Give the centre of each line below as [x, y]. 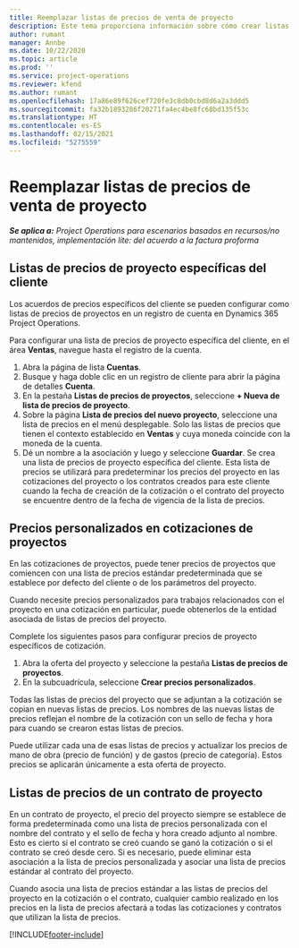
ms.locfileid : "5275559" [55, 142]
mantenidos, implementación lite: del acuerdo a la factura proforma [134, 240]
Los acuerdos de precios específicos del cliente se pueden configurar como [149, 303]
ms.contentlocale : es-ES [55, 126]
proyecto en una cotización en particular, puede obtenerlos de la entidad [143, 610]
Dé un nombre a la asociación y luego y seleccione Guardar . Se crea [149, 452]
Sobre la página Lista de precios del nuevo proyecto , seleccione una [149, 414]
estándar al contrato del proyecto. [71, 871]
